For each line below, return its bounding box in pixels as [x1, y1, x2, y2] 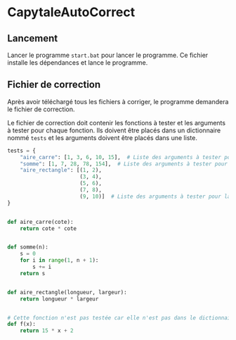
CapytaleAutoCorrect [7, 4, 136, 20]
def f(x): [7, 321, 37, 328]
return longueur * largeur [20, 295, 99, 303]
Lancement [7, 32, 58, 44]
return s [20, 270, 46, 277]
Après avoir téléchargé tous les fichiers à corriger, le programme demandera [7, 97, 229, 106]
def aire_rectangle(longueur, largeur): [7, 289, 128, 296]
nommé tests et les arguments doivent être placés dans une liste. [7, 133, 198, 141]
